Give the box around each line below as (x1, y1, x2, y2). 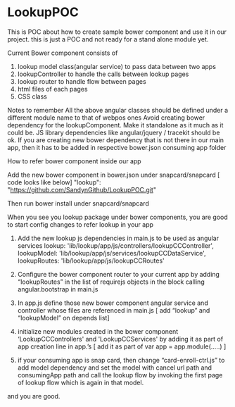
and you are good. (7, 392, 61, 400)
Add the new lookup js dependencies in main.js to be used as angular (17, 234, 220, 242)
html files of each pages (17, 84, 88, 93)
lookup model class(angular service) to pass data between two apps (17, 62, 217, 70)
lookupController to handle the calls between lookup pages (17, 70, 189, 78)
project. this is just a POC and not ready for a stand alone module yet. (7, 35, 209, 43)
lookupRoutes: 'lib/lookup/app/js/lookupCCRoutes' (17, 256, 165, 265)
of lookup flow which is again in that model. (17, 378, 144, 387)
